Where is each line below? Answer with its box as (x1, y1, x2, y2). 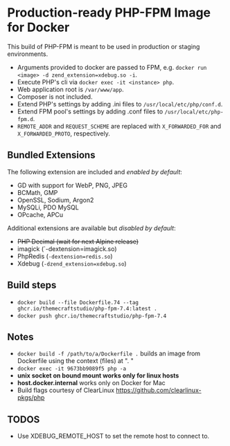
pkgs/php (17, 393, 45, 402)
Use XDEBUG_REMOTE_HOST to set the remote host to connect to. (17, 432, 210, 440)
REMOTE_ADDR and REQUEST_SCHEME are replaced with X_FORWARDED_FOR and (17, 122, 222, 130)
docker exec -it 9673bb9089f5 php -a (17, 365, 127, 373)
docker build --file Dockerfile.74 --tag (17, 299, 139, 306)
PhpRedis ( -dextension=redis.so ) (17, 252, 113, 260)
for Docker (7, 19, 70, 35)
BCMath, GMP (17, 188, 58, 196)
